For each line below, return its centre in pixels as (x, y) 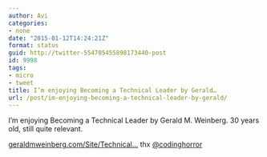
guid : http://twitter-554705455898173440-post (87, 53)
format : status (34, 46)
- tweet (21, 83)
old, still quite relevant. (46, 129)
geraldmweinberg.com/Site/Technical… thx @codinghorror (105, 144)
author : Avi (28, 16)
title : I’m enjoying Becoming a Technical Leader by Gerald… (113, 90)
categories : (28, 23)
